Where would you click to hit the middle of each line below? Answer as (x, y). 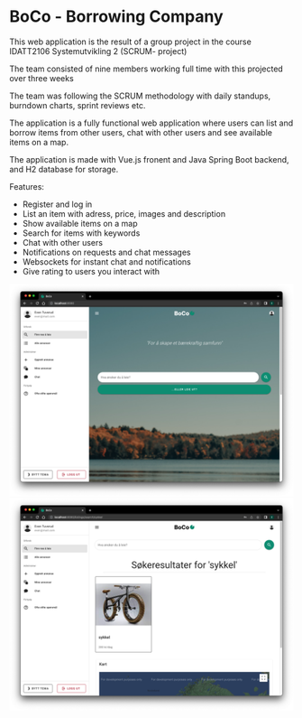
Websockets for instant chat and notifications (106, 261)
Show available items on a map (80, 223)
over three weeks (41, 78)
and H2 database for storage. (64, 169)
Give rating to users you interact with (91, 271)
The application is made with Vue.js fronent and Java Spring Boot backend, (150, 159)
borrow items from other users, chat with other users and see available (141, 132)
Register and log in (57, 204)
